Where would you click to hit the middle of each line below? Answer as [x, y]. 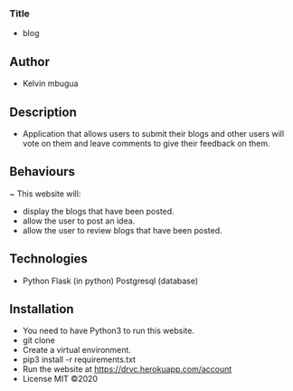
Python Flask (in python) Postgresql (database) [110, 281]
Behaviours [42, 172]
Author [29, 62]
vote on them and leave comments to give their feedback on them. [146, 143]
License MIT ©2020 [60, 379]
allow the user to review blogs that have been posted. [123, 230]
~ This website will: [45, 194]
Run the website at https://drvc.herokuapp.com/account [127, 369]
